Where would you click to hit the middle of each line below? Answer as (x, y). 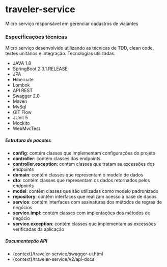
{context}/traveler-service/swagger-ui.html (58, 254)
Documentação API (26, 241)
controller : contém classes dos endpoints (57, 159)
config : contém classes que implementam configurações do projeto (84, 153)
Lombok (21, 85)
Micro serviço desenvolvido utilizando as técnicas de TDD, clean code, (80, 48)
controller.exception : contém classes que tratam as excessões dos (84, 164)
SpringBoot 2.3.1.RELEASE (40, 69)
